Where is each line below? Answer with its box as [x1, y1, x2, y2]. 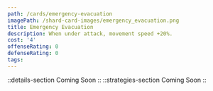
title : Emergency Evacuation [7, 23, 94, 30]
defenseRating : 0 [7, 50, 59, 57]
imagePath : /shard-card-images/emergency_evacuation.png [7, 17, 180, 24]
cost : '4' [7, 37, 37, 44]
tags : [7, 56, 23, 63]
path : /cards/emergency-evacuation [7, 10, 113, 18]
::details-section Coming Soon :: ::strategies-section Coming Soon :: [7, 75, 207, 84]
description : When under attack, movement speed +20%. [7, 30, 173, 37]
